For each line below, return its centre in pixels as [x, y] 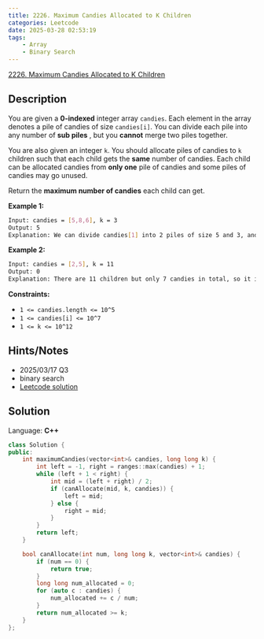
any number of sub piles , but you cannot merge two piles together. [118, 135]
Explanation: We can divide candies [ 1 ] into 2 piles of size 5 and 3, [126, 235]
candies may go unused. [48, 175]
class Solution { [37, 445]
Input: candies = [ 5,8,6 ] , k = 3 [63, 220]
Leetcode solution [49, 386]
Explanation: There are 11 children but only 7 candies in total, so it [130, 279]
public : [21, 452]
